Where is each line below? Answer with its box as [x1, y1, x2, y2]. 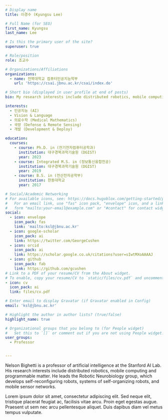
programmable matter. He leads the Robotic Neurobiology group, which [5, 373, 152, 379]
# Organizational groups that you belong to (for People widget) [5, 326, 144, 331]
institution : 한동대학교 [18, 178, 65, 183]
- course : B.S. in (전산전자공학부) [14, 173, 83, 178]
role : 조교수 [5, 58, 29, 63]
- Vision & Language [9, 113, 52, 118]
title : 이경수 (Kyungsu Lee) [5, 12, 63, 17]
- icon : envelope [9, 215, 46, 220]
